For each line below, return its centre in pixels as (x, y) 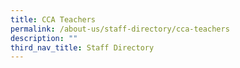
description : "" (44, 38)
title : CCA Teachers (53, 19)
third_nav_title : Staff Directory (82, 47)
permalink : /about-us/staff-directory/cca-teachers (120, 29)
